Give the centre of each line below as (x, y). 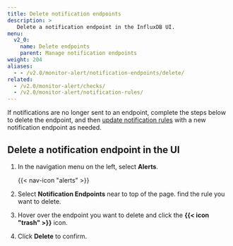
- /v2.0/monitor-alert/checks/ (60, 86)
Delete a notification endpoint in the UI (94, 150)
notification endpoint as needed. (55, 128)
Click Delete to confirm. (52, 236)
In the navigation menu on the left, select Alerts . (88, 166)
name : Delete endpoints (55, 47)
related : (20, 79)
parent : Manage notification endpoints (79, 54)
